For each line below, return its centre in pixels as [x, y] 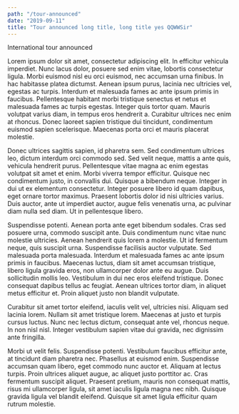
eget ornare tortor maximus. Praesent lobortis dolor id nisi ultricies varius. [116, 196]
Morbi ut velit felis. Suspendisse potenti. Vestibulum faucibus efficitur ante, [118, 351]
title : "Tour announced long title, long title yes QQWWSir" [100, 27]
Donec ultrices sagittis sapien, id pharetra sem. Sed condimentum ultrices [116, 151]
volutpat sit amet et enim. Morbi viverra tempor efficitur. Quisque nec [109, 174]
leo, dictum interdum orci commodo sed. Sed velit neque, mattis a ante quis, [119, 158]
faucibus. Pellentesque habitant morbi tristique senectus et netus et [107, 99]
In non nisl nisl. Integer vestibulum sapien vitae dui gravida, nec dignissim [115, 330]
